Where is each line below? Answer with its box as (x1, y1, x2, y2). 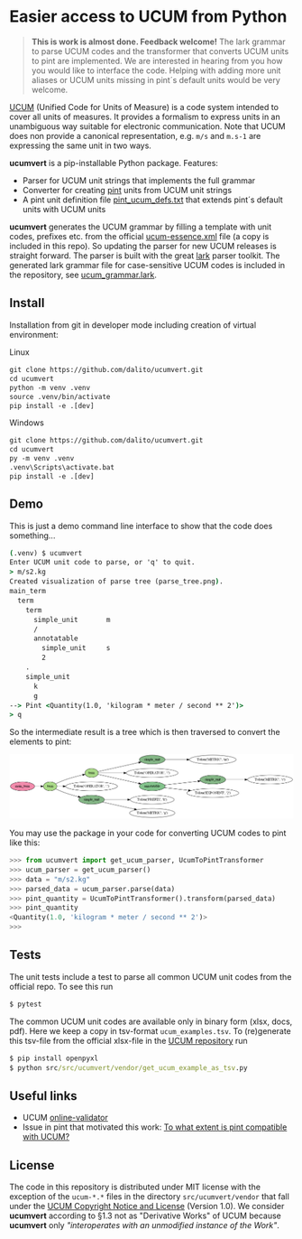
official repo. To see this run (9, 981, 114, 992)
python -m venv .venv (9, 383, 91, 392)
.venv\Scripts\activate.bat (9, 462, 115, 471)
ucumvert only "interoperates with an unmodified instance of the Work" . (9, 1220, 279, 1231)
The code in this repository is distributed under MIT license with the (9, 1181, 261, 1193)
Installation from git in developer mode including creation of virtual (9, 319, 257, 331)
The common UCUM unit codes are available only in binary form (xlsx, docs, (9, 1016, 293, 1027)
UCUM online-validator (22, 1113, 108, 1123)
